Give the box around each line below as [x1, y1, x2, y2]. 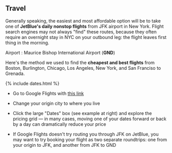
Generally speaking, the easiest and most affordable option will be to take [5, 17, 161, 24]
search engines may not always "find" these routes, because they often [5, 28, 157, 35]
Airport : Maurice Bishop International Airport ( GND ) [5, 49, 116, 55]
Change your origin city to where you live [12, 100, 100, 106]
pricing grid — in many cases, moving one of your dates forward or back [12, 116, 167, 122]
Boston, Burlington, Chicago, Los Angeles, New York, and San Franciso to [5, 65, 161, 71]
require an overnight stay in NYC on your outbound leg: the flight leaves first [5, 34, 167, 40]
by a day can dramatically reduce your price [12, 121, 106, 127]
